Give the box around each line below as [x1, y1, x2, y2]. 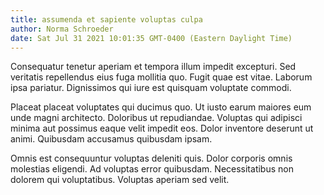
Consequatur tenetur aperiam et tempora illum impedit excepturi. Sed [10, 61, 297, 73]
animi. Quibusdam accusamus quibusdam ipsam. [10, 133, 213, 145]
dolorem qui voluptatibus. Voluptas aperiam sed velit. [10, 174, 230, 186]
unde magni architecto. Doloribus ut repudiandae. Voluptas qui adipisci [10, 112, 303, 124]
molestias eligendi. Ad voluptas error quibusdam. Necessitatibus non [10, 163, 294, 175]
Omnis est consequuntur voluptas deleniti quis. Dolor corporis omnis [10, 152, 293, 165]
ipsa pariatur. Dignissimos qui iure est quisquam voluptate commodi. [10, 82, 292, 94]
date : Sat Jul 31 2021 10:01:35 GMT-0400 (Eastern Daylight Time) [10, 33, 293, 43]
